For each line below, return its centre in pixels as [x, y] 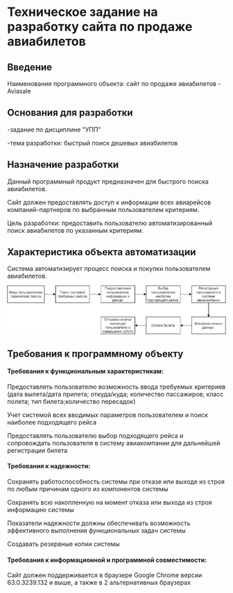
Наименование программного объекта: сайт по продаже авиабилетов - [114, 83]
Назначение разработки [63, 165]
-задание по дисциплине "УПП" [54, 130]
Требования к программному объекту [95, 354]
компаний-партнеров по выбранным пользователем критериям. [103, 209]
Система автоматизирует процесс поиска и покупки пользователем [109, 269]
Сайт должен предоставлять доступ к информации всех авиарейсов [109, 202]
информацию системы [41, 510]
